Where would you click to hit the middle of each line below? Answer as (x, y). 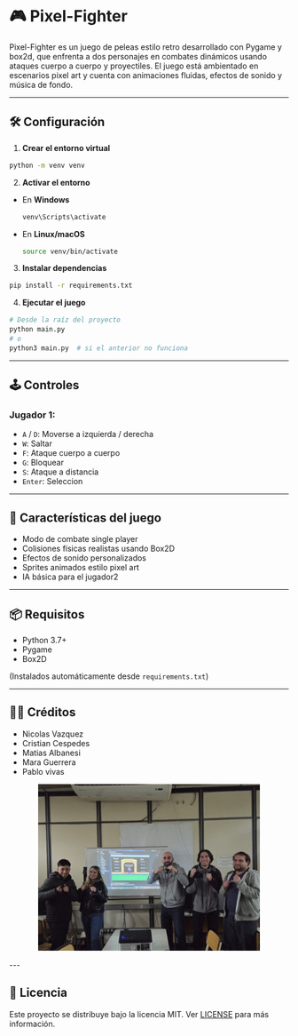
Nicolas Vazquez (53, 734)
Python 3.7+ (44, 641)
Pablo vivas (43, 771)
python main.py (37, 330)
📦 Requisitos (47, 614)
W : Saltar (37, 443)
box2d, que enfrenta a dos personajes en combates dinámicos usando (138, 56)
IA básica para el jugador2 (70, 577)
